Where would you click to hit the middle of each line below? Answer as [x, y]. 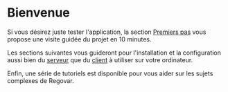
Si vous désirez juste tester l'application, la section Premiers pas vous [107, 32]
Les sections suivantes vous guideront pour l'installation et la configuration [114, 53]
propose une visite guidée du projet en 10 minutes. [79, 39]
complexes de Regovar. [41, 80]
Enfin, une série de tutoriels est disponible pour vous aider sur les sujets [110, 73]
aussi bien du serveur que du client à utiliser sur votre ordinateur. [100, 59]
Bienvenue [39, 13]
